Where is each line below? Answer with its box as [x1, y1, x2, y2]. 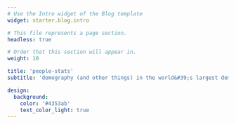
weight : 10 [7, 55, 39, 62]
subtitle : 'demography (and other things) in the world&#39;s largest [7, 74, 218, 81]
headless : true [7, 36, 52, 43]
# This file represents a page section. [7, 29, 128, 36]
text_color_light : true [20, 106, 90, 113]
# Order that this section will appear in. [7, 48, 137, 56]
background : [13, 93, 49, 100]
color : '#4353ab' [20, 99, 71, 107]
